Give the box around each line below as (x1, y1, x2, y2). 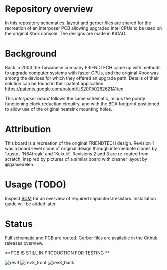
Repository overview (5, 3, 93, 15)
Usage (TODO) (5, 179, 66, 190)
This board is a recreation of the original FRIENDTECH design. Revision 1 (5, 140, 154, 146)
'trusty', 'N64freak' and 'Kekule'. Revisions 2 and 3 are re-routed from (5, 151, 149, 157)
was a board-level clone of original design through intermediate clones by (5, 145, 157, 151)
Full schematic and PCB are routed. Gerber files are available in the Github (5, 235, 158, 241)
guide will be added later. (5, 201, 57, 207)
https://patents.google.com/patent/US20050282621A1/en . (5, 86, 125, 92)
